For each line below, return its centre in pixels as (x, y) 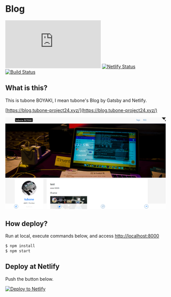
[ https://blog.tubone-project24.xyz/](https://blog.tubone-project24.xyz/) (81, 110)
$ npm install (20, 246)
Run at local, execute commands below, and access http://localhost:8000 (82, 236)
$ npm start (18, 251)
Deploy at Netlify (33, 267)
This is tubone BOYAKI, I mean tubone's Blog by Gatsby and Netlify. (76, 100)
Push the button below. (29, 279)
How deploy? (26, 224)
